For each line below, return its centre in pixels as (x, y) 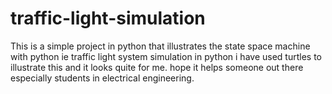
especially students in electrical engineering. (102, 78)
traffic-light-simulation (108, 18)
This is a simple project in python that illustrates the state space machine (160, 46)
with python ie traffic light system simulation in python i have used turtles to (166, 56)
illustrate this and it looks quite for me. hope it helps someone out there (157, 67)
